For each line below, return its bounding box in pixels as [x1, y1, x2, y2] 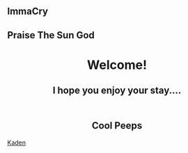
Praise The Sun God [7, 29, 95, 41]
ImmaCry [7, 6, 49, 17]
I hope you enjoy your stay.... [52, 85, 182, 97]
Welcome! [86, 57, 148, 72]
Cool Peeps [91, 120, 143, 131]
